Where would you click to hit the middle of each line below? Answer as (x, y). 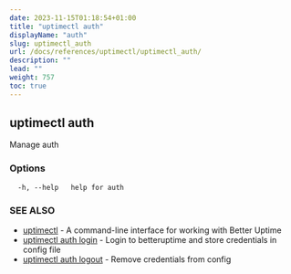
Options (27, 168)
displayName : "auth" (49, 35)
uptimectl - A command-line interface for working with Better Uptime (152, 230)
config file (42, 250)
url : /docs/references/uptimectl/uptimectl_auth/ (106, 52)
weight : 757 (32, 78)
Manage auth (34, 145)
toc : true (28, 86)
